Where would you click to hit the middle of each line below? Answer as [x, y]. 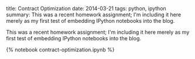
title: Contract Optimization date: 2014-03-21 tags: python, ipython [86, 8]
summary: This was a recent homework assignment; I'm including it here [94, 15]
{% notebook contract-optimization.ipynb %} [60, 50]
